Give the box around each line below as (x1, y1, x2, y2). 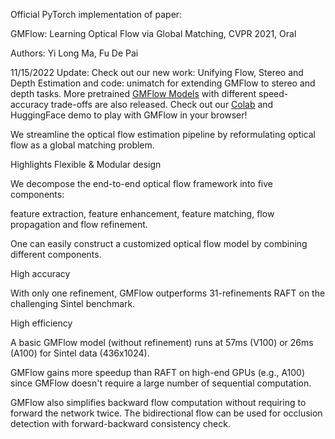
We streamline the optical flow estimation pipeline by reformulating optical (10, 129, 317, 140)
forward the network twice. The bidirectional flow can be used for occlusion (10, 407, 323, 419)
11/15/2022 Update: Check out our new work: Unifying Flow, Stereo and (10, 67, 304, 78)
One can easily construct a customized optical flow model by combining (10, 238, 308, 249)
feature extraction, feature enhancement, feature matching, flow (10, 208, 275, 219)
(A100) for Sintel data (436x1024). (10, 347, 150, 359)
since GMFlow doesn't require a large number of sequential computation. (10, 377, 312, 389)
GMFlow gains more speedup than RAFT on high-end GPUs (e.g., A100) (10, 367, 306, 378)
